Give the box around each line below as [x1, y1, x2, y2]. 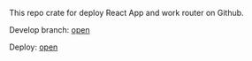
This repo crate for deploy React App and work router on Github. [9, 8, 245, 18]
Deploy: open [9, 42, 58, 52]
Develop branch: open [9, 25, 90, 34]
